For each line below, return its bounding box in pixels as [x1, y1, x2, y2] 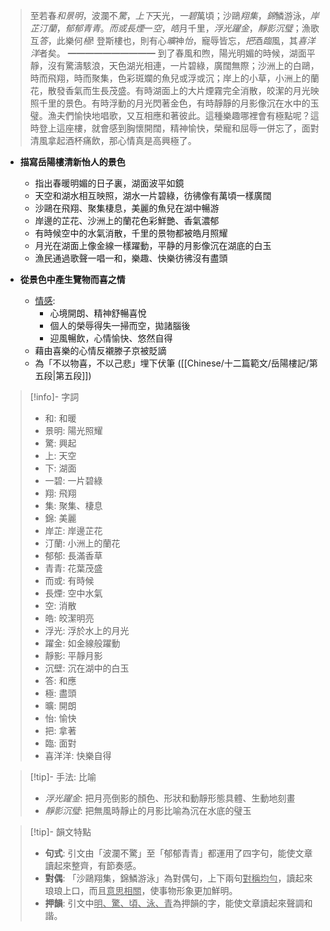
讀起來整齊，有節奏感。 [44, 860, 142, 871]
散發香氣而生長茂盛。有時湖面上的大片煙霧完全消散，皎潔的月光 [47, 85, 311, 96]
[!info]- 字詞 [29, 391, 80, 403]
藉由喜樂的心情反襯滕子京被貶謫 [34, 345, 167, 356]
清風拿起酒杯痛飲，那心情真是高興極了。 [29, 135, 197, 146]
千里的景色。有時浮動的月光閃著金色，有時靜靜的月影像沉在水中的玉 [38, 97, 320, 109]
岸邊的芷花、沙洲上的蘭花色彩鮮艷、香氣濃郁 [34, 215, 220, 226]
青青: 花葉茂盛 [44, 562, 103, 574]
